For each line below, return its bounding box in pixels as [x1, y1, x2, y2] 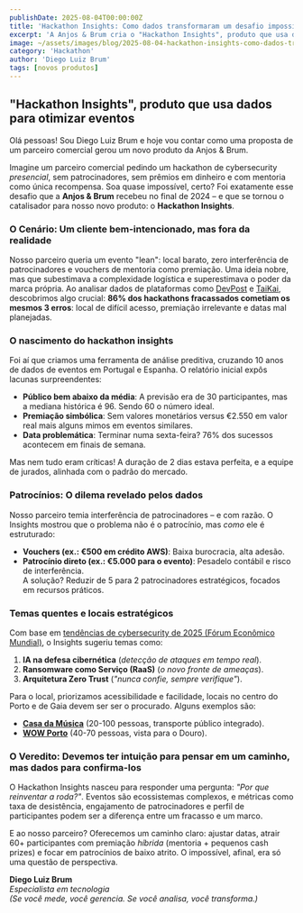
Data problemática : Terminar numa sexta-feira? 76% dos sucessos [22, 430, 273, 441]
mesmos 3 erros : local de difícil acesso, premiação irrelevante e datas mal [9, 302, 287, 313]
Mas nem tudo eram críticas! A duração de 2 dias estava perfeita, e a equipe [9, 457, 294, 468]
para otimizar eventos [9, 111, 135, 126]
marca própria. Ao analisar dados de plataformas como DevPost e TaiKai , [9, 283, 281, 294]
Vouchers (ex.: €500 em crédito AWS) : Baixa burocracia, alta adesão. [22, 546, 286, 557]
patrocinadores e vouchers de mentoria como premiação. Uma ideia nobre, [9, 263, 289, 275]
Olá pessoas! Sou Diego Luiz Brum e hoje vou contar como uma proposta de [9, 134, 294, 145]
